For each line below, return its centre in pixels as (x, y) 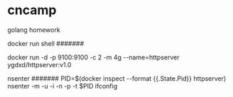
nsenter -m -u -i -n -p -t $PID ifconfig (63, 86)
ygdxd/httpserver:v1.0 (39, 64)
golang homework (34, 30)
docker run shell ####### (46, 43)
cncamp (32, 10)
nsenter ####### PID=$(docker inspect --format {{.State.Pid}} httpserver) (117, 78)
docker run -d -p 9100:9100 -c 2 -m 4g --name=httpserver (93, 57)
